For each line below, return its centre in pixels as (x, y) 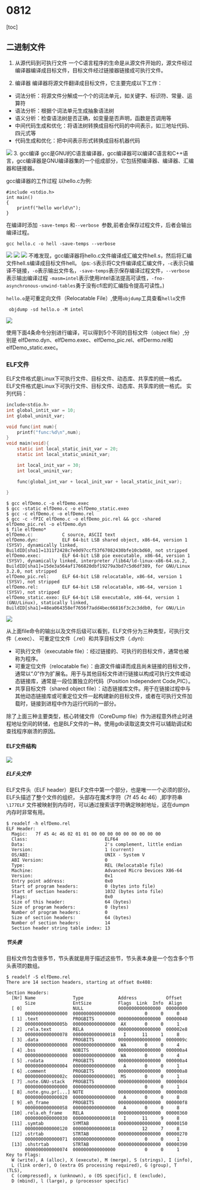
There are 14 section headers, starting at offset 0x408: (79, 983)
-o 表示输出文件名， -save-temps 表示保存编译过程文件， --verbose (111, 270)
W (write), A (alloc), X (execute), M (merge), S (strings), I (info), (102, 1160)
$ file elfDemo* (26, 530)
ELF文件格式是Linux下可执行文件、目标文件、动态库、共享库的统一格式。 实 (99, 386)
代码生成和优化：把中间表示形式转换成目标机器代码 (77, 140)
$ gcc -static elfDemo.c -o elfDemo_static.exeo (68, 509)
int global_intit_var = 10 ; (41, 410)
